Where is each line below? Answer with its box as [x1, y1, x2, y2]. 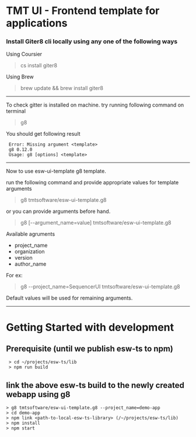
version [14, 254, 33, 261]
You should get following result [6, 130, 80, 137]
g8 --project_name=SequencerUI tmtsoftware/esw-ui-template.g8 [20, 283, 180, 290]
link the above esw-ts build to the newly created [6, 380, 185, 390]
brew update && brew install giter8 [20, 85, 104, 92]
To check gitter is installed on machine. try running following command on [6, 101, 184, 109]
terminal [6, 108, 26, 115]
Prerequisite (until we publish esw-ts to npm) [6, 344, 173, 354]
